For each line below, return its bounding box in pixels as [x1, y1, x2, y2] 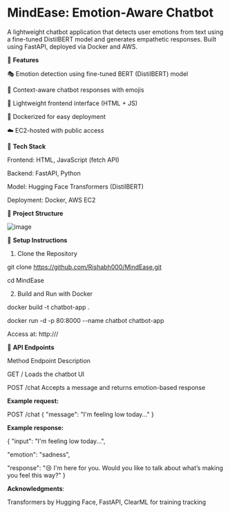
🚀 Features [7, 55, 39, 64]
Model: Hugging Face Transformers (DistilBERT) [7, 182, 144, 191]
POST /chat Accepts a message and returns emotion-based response [7, 383, 206, 391]
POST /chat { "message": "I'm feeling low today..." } [7, 410, 154, 418]
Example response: [7, 423, 64, 431]
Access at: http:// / [7, 330, 59, 338]
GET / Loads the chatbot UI [7, 370, 85, 378]
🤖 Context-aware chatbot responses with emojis [7, 85, 144, 94]
